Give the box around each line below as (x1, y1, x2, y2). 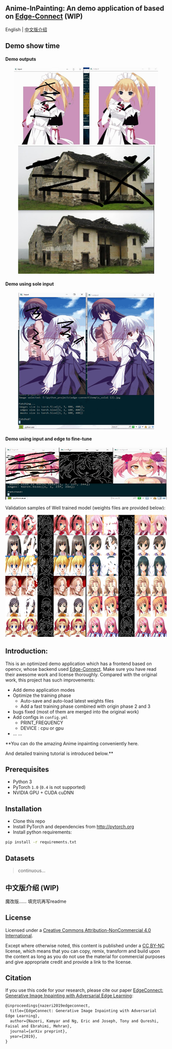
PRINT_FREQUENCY (20, 720, 63, 726)
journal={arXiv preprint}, (10, 1029, 68, 1034)
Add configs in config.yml (12, 714, 68, 720)
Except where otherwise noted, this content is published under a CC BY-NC (5, 942, 165, 948)
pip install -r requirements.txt (5, 840, 77, 845)
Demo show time (5, 42, 60, 50)
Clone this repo (12, 818, 45, 824)
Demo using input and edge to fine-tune (5, 436, 92, 442)
